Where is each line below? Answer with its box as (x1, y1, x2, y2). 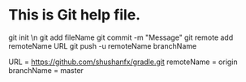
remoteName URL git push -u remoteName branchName (8, 41, 197, 50)
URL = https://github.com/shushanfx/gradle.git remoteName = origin (8, 57, 238, 67)
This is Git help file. (8, 6, 140, 24)
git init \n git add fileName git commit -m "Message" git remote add (8, 32, 234, 42)
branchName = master (8, 65, 84, 75)
